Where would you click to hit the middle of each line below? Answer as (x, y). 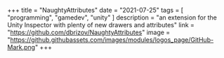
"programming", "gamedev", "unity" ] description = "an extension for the (112, 17)
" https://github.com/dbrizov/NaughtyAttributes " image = (89, 32)
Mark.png (21, 47)
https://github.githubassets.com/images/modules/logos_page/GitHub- (112, 40)
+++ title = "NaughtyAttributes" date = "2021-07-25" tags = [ (95, 10)
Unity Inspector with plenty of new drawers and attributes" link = (101, 25)
